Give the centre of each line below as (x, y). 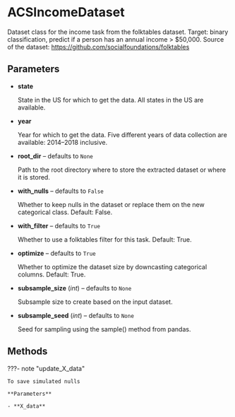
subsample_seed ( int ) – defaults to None (76, 315)
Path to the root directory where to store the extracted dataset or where (122, 170)
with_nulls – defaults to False (61, 191)
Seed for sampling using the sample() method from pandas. (104, 329)
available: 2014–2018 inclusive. (62, 142)
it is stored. (34, 177)
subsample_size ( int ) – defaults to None (74, 288)
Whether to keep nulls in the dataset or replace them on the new (111, 204)
